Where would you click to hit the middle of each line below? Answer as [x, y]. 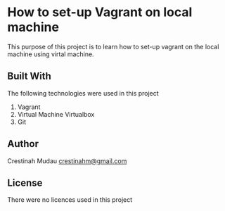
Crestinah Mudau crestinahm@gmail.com [67, 161]
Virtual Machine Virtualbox [56, 114]
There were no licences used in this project [70, 200]
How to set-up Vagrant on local [100, 12]
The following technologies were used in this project [83, 93]
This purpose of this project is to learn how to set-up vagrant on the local [113, 46]
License [25, 183]
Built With [29, 76]
